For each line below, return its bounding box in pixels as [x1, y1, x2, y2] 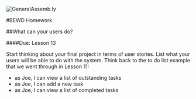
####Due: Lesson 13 [6, 40, 56, 46]
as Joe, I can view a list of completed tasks [14, 87, 119, 93]
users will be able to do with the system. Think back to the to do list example [6, 57, 190, 63]
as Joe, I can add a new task [14, 80, 84, 87]
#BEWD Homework [6, 17, 53, 23]
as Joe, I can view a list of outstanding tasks [14, 75, 122, 81]
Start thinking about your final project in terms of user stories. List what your [6, 51, 190, 58]
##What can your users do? [6, 28, 73, 35]
